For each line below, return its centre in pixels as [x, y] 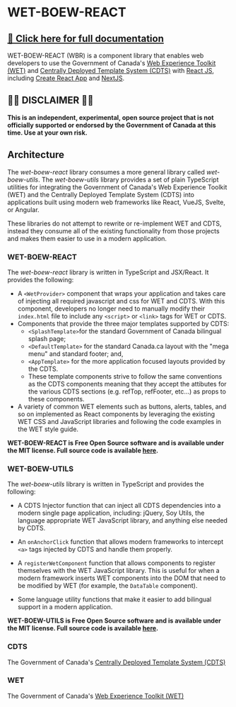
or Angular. [24, 209]
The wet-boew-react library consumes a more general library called [106, 172]
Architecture [36, 155]
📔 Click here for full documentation [85, 39]
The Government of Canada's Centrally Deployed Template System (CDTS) [117, 662]
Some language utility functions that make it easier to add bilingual [114, 599]
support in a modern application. [65, 607]
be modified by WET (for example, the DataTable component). [107, 586]
